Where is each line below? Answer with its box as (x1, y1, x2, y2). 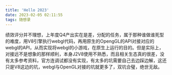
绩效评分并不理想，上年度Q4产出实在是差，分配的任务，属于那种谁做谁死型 (5, 32, 164, 38)
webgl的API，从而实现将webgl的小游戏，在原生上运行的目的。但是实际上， (5, 45, 164, 51)
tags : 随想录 (5, 17, 31, 22)
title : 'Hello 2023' (5, 7, 50, 13)
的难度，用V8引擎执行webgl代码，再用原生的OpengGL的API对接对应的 (5, 38, 155, 44)
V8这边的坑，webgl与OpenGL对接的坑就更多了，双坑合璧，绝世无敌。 (14, 64, 163, 70)
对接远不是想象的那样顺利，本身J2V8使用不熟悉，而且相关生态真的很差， (5, 51, 160, 57)
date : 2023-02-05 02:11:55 (5, 12, 63, 17)
